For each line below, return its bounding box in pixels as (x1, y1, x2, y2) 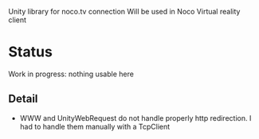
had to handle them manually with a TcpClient (19, 122, 171, 131)
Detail (8, 92, 38, 106)
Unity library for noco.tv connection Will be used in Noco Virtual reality (8, 7, 241, 16)
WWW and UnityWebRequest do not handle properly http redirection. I (19, 113, 252, 122)
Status (8, 43, 53, 61)
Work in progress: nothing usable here (8, 69, 134, 79)
